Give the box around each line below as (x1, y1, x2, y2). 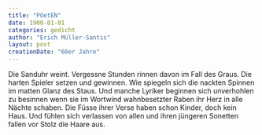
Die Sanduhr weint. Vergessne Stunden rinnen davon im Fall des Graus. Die (8, 70, 252, 78)
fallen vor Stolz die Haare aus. (8, 119, 105, 129)
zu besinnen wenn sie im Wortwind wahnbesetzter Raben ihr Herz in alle (8, 95, 243, 104)
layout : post (8, 41, 51, 49)
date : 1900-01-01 (8, 19, 65, 27)
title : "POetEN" (8, 11, 61, 20)
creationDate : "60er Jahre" (8, 48, 101, 56)
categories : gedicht (8, 26, 76, 34)
